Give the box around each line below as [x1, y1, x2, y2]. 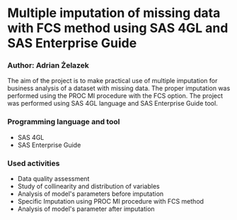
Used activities [7, 158, 60, 168]
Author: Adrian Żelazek [7, 60, 90, 70]
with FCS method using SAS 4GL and [7, 20, 229, 36]
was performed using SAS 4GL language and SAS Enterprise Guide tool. [7, 99, 218, 108]
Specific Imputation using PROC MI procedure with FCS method [17, 197, 204, 206]
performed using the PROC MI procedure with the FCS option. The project [7, 92, 224, 100]
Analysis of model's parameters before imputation [17, 189, 164, 198]
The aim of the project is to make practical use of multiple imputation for [7, 77, 218, 85]
